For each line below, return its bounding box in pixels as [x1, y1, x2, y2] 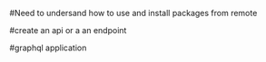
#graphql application [9, 42, 87, 53]
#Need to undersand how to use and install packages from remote [9, 8, 258, 18]
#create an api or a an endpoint [9, 25, 127, 35]
